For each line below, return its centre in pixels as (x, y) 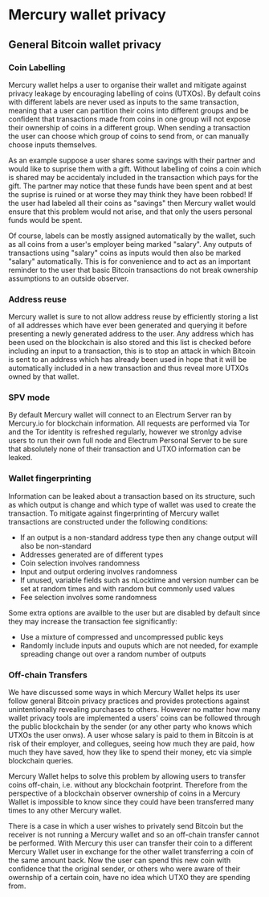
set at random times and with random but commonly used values (127, 588)
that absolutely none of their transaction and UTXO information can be (124, 449)
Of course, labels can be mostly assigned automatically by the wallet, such (132, 236)
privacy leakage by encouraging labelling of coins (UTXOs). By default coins (134, 93)
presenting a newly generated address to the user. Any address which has (131, 334)
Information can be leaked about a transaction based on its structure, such (132, 496)
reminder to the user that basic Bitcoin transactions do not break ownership (133, 270)
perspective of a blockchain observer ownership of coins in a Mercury (124, 793)
